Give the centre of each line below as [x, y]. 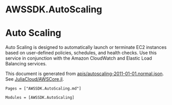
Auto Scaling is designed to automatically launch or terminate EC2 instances [86, 47]
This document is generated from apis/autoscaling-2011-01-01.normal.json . [85, 74]
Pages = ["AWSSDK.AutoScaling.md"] [43, 89]
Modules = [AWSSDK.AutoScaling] [40, 98]
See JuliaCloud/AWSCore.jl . [35, 79]
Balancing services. [26, 64]
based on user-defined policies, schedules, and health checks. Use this [81, 53]
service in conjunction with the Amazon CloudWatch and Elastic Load [79, 58]
